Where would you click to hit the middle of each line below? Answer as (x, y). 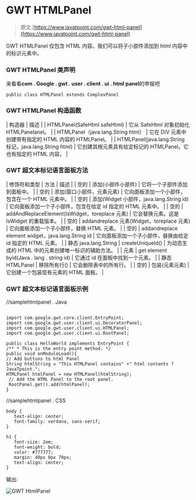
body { (14, 411)
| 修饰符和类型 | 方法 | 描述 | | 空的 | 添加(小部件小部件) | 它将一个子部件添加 (97, 184)
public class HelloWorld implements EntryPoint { (68, 343)
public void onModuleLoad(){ (42, 354)
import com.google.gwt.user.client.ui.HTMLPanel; (68, 328)
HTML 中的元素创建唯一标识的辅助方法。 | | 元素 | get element (92, 250)
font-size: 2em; (34, 442)
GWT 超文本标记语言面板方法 (47, 171)
